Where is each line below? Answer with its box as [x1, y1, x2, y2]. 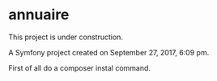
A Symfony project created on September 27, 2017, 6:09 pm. [8, 47, 210, 57]
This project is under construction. [8, 32, 124, 42]
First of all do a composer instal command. [8, 63, 151, 73]
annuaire [8, 6, 70, 24]
